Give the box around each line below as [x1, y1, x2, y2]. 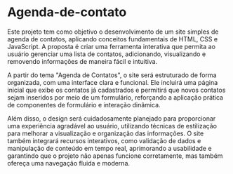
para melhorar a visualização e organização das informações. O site [7, 129, 204, 138]
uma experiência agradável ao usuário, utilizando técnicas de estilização [7, 121, 218, 130]
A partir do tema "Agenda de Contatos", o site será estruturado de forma [7, 71, 217, 79]
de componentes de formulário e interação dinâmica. [7, 100, 161, 109]
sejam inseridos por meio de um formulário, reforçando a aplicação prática [7, 93, 223, 102]
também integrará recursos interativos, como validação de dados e [7, 136, 201, 145]
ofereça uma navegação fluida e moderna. [7, 159, 131, 167]
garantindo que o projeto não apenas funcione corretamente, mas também [7, 152, 223, 160]
